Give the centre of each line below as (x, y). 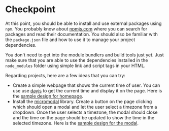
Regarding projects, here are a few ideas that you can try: (65, 75)
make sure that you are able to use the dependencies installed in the (77, 60)
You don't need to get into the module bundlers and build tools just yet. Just (84, 55)
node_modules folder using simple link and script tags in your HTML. (75, 65)
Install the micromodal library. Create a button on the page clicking (82, 101)
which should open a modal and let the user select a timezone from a (85, 107)
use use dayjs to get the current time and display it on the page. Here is (87, 90)
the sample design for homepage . (48, 96)
